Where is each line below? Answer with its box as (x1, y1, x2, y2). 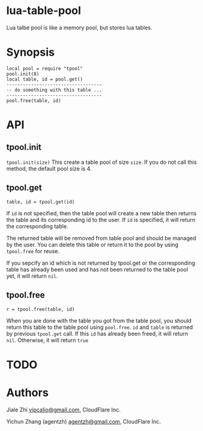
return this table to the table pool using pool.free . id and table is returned (6, 323, 193, 331)
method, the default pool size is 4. (6, 164, 92, 172)
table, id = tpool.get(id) (6, 199, 75, 205)
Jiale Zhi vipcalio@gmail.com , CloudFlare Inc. (6, 406, 121, 413)
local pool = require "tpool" (6, 65, 84, 72)
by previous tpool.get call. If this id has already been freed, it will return (6, 330, 188, 337)
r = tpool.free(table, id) (6, 306, 75, 312)
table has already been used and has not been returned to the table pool (6, 265, 188, 273)
